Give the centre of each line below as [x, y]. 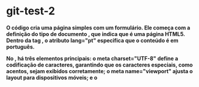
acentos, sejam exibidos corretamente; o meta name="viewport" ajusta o [99, 71]
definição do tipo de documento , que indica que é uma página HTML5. [96, 34]
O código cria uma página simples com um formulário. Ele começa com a [98, 28]
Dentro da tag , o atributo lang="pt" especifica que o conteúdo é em [92, 40]
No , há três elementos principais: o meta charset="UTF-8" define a [92, 58]
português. [20, 47]
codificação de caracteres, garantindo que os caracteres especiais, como [99, 65]
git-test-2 [31, 11]
